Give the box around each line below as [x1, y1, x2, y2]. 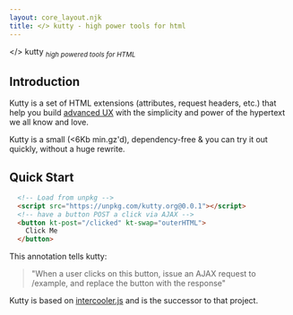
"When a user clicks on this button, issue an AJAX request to [30, 268, 257, 279]
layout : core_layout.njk [9, 13, 102, 22]
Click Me [25, 226, 58, 235]
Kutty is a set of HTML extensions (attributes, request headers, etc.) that [9, 98, 277, 108]
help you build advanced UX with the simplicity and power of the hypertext [9, 107, 286, 118]
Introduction [9, 73, 81, 89]
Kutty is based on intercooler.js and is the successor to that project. [9, 295, 258, 306]
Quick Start [9, 169, 74, 184]
